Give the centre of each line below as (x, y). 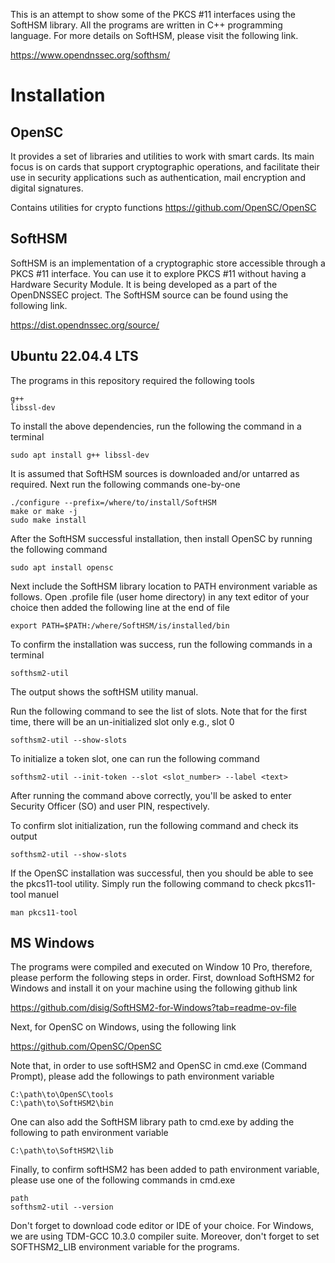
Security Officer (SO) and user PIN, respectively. (110, 806)
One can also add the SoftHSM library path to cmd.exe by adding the (152, 1122)
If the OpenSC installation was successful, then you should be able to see (162, 873)
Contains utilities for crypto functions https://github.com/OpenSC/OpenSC (163, 207)
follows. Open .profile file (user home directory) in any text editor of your (160, 596)
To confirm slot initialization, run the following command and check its (154, 825)
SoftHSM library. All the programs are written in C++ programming (146, 25)
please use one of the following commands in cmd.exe (123, 1180)
